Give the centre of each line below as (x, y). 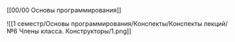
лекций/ (216, 23)
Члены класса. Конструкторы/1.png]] (75, 31)
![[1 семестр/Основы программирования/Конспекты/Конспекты (104, 23)
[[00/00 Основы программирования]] (64, 10)
